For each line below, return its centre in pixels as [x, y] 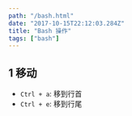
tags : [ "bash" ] [34, 38]
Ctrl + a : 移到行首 [51, 94]
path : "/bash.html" [41, 16]
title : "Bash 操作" [40, 31]
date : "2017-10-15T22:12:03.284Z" [67, 23]
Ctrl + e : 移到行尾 [51, 104]
